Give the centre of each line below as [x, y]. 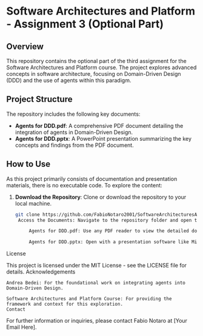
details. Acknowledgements [41, 272]
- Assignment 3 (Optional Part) [85, 24]
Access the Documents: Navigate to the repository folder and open [105, 220]
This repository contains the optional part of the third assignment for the [96, 61]
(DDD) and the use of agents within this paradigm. [69, 80]
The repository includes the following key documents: [73, 114]
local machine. [33, 203]
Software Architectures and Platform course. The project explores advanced [101, 67]
